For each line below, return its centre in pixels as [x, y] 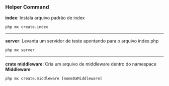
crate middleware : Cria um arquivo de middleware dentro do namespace [81, 64]
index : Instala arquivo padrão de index [45, 18]
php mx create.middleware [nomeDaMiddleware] [54, 78]
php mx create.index [27, 27]
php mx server [20, 50]
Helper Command [27, 7]
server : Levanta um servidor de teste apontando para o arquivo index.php [82, 41]
